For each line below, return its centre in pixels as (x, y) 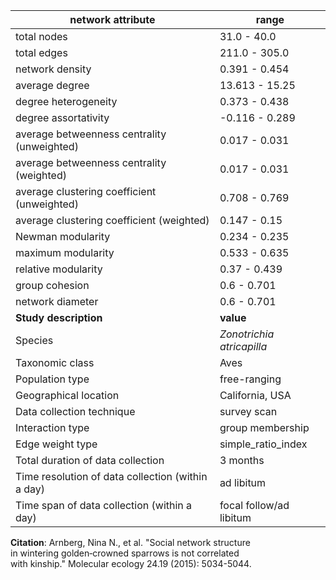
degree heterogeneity (66, 101)
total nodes (41, 36)
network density (53, 69)
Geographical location (67, 395)
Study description (59, 317)
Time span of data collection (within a (104, 505)
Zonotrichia (247, 334)
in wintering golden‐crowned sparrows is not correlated (125, 553)
